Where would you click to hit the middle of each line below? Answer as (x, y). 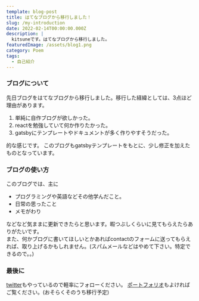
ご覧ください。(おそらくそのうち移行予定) (58, 292)
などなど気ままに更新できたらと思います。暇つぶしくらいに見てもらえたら (97, 224)
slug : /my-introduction (36, 23)
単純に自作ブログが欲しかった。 (54, 117)
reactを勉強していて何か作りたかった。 (63, 125)
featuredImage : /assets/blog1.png (49, 45)
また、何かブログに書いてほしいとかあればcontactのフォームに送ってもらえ (99, 239)
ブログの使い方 (28, 169)
